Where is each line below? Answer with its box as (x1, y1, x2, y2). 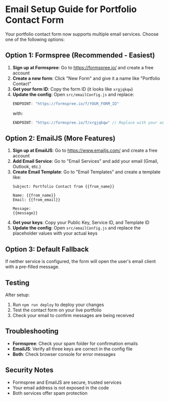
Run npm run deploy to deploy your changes (12, 301, 104, 307)
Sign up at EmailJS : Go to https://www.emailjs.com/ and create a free (12, 148, 158, 154)
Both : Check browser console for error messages (12, 351, 116, 357)
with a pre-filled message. (5, 264, 60, 270)
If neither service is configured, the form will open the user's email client (5, 258, 156, 264)
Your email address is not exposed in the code (12, 384, 109, 390)
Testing (5, 278, 30, 287)
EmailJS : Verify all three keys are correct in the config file (12, 345, 133, 352)
